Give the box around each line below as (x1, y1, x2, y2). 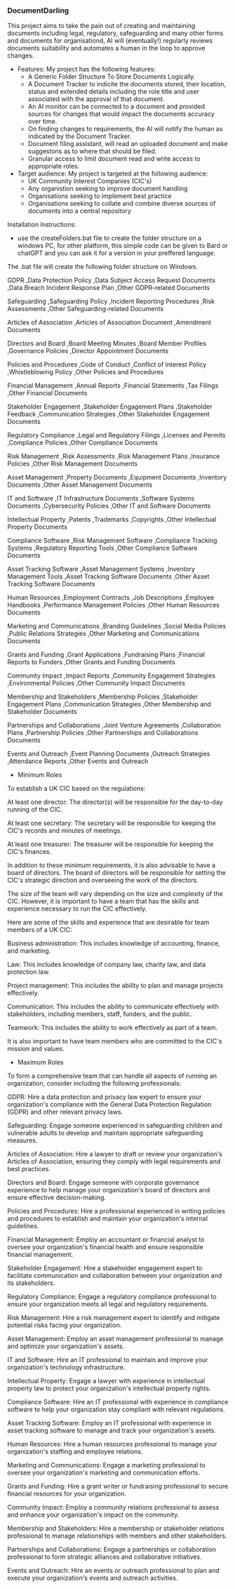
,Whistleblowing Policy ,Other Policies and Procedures (7, 368, 164, 376)
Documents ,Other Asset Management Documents (7, 480, 153, 489)
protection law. (7, 968, 51, 976)
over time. (27, 117, 58, 126)
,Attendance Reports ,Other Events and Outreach (7, 757, 149, 765)
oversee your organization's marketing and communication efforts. (7, 1468, 200, 1477)
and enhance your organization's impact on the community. (7, 1510, 180, 1519)
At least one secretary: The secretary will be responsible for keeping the (7, 819, 216, 827)
